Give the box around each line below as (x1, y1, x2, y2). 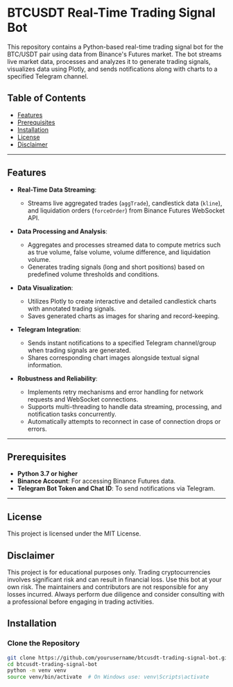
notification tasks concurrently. (27, 410, 116, 418)
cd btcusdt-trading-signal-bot (7, 661, 98, 668)
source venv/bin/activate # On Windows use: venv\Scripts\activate (7, 674, 209, 681)
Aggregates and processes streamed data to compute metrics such (27, 240, 221, 249)
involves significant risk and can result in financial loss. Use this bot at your (7, 575, 222, 583)
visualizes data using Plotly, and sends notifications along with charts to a (7, 65, 218, 73)
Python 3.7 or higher (17, 470, 78, 478)
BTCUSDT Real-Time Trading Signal (7, 5, 216, 21)
